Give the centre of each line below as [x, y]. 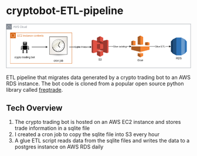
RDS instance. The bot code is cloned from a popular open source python [95, 84]
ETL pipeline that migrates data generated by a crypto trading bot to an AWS [98, 77]
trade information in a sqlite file [52, 128]
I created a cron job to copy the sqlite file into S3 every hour [87, 134]
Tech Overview [34, 108]
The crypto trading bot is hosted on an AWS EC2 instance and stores [98, 122]
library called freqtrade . [35, 89]
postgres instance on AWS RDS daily [59, 147]
